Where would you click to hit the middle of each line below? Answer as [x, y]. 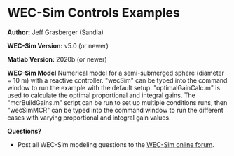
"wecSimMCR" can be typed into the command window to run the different [115, 110]
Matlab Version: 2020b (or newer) [57, 59]
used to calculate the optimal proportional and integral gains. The [102, 95]
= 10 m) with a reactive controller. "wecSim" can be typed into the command [117, 80]
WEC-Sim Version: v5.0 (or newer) [58, 45]
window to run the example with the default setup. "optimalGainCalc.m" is [114, 87]
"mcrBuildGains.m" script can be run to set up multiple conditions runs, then [117, 102]
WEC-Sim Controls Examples [94, 13]
